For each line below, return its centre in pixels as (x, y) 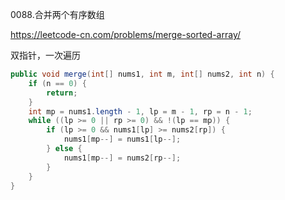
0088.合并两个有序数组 (57, 14)
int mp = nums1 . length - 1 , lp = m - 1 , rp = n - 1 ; (140, 111)
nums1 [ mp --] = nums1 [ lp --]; (122, 139)
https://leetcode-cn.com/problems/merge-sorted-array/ (126, 34)
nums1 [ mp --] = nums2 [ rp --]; (122, 158)
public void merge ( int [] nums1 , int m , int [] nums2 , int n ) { (142, 74)
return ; (62, 93)
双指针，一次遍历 (45, 55)
